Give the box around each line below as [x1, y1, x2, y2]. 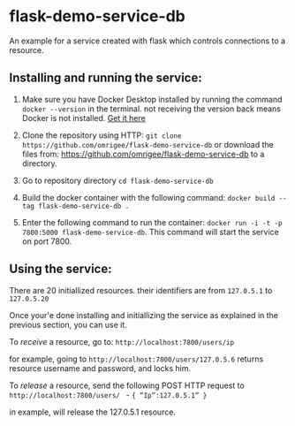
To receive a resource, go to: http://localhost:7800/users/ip [9, 336, 235, 346]
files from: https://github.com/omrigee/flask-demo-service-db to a [21, 148, 265, 159]
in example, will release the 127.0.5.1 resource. [9, 407, 177, 417]
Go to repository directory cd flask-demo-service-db [21, 175, 214, 186]
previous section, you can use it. [9, 319, 128, 330]
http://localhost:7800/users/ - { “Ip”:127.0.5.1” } [9, 389, 208, 399]
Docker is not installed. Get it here [21, 112, 146, 123]
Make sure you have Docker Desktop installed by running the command [21, 94, 283, 104]
